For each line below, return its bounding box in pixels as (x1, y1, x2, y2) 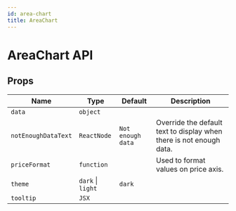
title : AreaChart (7, 17, 58, 24)
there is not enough (155, 135, 221, 145)
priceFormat (11, 160, 51, 169)
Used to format (155, 155, 206, 165)
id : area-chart (7, 10, 52, 18)
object (79, 108, 101, 116)
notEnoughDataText (11, 132, 72, 139)
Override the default (155, 117, 223, 127)
